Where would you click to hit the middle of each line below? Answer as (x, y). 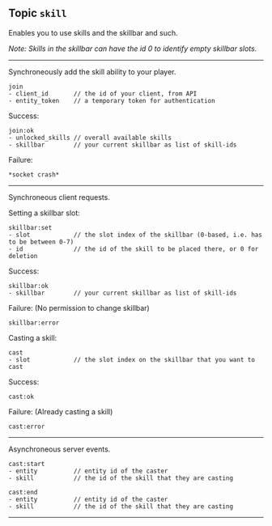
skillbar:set (30, 227)
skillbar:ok (28, 286)
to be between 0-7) (41, 242)
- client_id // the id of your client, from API (103, 93)
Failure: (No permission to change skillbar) (79, 308)
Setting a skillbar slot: (45, 213)
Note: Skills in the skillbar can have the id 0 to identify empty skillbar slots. (133, 49)
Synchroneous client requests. (59, 197)
